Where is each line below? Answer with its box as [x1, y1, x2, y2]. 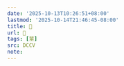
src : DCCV [7, 42, 36, 49]
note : [7, 49, 23, 56]
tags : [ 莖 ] [7, 36, 38, 43]
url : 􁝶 [7, 29, 26, 36]
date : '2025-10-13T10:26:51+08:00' [7, 10, 110, 17]
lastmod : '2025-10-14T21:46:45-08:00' [7, 16, 119, 23]
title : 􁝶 [7, 23, 33, 30]
